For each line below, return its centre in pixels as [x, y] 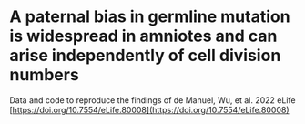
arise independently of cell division [145, 56]
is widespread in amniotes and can [143, 36]
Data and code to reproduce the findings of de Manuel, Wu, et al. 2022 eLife [152, 100]
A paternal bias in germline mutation [150, 17]
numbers [44, 75]
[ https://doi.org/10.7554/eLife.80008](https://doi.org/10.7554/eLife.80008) [149, 109]
